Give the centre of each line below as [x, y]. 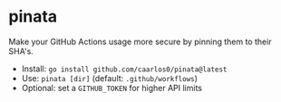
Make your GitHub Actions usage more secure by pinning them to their [140, 42]
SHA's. [21, 51]
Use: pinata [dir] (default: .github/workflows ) [110, 78]
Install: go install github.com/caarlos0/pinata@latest [124, 69]
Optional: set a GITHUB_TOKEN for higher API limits [112, 88]
